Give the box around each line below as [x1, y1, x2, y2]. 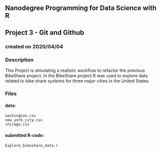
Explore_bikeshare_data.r [5, 143, 58, 148]
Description [5, 56, 34, 63]
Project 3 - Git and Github [5, 28, 84, 36]
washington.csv [5, 113, 36, 119]
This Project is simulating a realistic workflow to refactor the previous [5, 67, 145, 73]
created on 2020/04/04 [5, 43, 63, 50]
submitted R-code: [5, 132, 44, 138]
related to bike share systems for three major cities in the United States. [5, 78, 150, 84]
